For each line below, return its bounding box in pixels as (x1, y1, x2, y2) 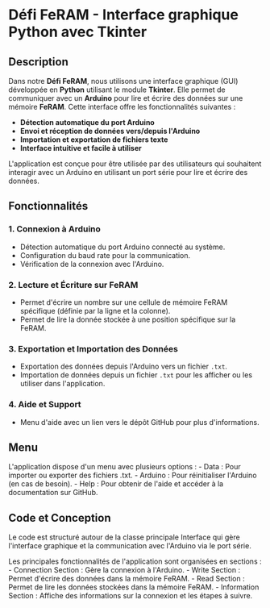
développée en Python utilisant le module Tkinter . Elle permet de (8, 85, 226, 94)
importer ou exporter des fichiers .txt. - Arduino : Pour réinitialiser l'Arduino (8, 470, 257, 481)
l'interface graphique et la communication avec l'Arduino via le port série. (8, 541, 251, 551)
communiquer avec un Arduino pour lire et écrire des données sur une (8, 94, 243, 102)
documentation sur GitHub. (8, 488, 98, 498)
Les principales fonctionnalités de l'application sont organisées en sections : (8, 556, 262, 566)
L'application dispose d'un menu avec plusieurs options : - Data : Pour (8, 462, 242, 472)
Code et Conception (8, 510, 111, 525)
